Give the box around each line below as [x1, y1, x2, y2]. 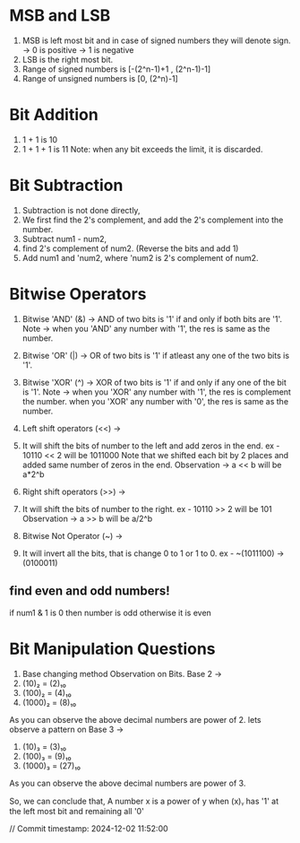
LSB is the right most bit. [21, 54, 114, 65]
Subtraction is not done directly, [21, 204, 141, 215]
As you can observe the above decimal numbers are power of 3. [9, 778, 246, 788]
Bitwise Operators [9, 284, 147, 304]
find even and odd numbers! [9, 584, 170, 599]
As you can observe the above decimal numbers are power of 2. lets [9, 714, 261, 725]
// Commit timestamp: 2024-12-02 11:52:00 [9, 822, 168, 834]
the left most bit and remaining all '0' [9, 805, 145, 816]
